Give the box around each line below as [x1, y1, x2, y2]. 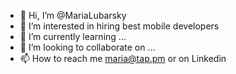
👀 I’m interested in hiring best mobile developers [19, 20, 220, 32]
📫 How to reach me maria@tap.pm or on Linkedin [19, 53, 227, 64]
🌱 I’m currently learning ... [19, 31, 127, 42]
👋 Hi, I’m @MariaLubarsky [19, 10, 127, 21]
